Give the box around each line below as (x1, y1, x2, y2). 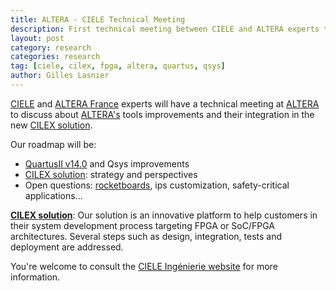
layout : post (10, 33, 65, 43)
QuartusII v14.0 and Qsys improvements (24, 157, 190, 170)
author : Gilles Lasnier (10, 71, 110, 81)
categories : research (10, 52, 101, 62)
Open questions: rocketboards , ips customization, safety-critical (24, 179, 290, 191)
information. (10, 271, 61, 283)
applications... (24, 189, 83, 201)
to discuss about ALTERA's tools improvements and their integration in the (10, 108, 315, 120)
